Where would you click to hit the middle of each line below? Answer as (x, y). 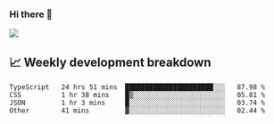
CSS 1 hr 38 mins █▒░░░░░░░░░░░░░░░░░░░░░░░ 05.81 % (137, 95)
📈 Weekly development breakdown (110, 62)
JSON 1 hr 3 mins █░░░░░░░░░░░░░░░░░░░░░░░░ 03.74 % (137, 103)
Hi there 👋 (31, 14)
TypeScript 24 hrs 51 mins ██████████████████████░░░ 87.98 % (137, 87)
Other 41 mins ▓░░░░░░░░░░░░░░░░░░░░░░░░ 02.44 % (137, 111)
